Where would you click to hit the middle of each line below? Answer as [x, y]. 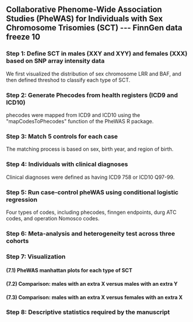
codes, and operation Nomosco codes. [53, 218]
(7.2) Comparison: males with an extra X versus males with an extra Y [92, 283]
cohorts [17, 241]
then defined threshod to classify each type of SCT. [68, 80]
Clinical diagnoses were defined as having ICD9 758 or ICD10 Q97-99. [90, 177]
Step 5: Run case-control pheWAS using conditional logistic [92, 192]
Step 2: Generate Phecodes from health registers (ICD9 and [92, 95]
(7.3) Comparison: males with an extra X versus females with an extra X [94, 297]
